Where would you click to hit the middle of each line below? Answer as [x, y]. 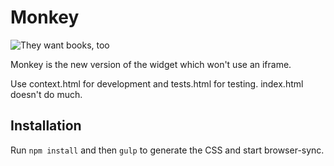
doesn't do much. [46, 94]
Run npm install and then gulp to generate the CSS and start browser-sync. [167, 150]
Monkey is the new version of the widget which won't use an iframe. [151, 64]
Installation [46, 126]
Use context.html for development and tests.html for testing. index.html [157, 83]
